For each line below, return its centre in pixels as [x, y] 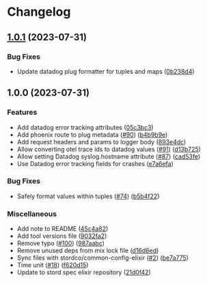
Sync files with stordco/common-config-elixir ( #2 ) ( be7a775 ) [103, 258]
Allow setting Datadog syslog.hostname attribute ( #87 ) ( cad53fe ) [109, 156]
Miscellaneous [32, 214]
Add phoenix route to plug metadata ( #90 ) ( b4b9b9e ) [92, 135]
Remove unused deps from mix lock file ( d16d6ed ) [88, 251]
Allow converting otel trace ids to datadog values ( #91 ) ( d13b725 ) [109, 149]
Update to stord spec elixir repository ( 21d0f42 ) [84, 272]
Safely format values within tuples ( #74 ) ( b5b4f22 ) [88, 196]
